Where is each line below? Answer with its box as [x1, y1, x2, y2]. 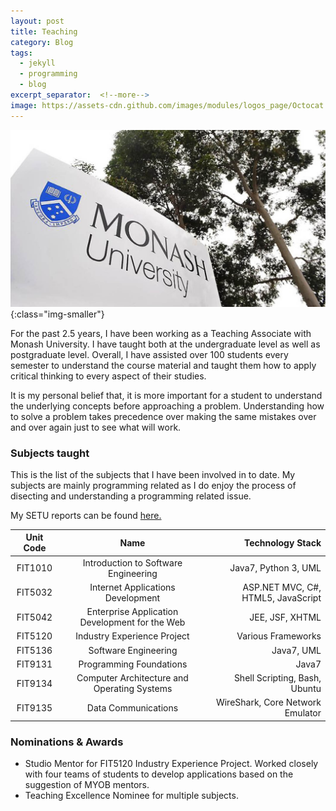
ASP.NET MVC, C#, [242, 581, 322, 593]
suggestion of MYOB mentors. [24, 779, 150, 791]
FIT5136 [16, 644, 53, 656]
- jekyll [19, 58, 56, 69]
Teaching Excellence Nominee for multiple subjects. [24, 790, 239, 802]
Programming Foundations [78, 658, 188, 670]
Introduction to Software [82, 556, 183, 569]
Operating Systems [93, 683, 173, 695]
